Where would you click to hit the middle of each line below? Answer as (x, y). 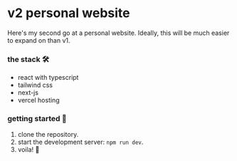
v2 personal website (69, 13)
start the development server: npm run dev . (80, 142)
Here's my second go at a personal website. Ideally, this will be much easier (118, 33)
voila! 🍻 (28, 149)
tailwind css (35, 85)
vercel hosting (38, 100)
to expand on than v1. (39, 40)
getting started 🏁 (37, 119)
